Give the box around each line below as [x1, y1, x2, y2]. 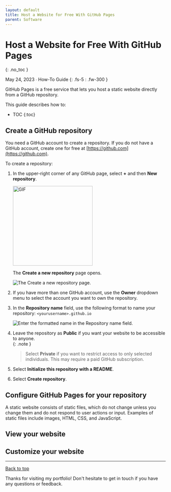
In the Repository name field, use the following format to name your [12, 305, 156, 311]
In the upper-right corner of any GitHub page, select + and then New [12, 170, 157, 176]
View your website [5, 430, 66, 438]
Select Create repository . [12, 376, 67, 382]
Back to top [5, 465, 30, 472]
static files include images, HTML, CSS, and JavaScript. [5, 415, 122, 421]
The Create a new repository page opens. [12, 270, 102, 276]
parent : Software [5, 17, 42, 22]
